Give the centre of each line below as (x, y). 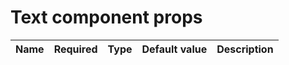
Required (75, 49)
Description (245, 49)
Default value (174, 49)
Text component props (106, 17)
